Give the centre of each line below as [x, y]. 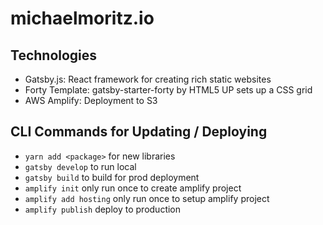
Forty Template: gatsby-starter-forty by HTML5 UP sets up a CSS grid [168, 90]
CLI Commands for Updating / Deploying [139, 132]
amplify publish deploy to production [103, 209]
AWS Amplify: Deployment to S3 [91, 100]
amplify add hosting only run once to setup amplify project [147, 198]
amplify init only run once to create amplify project [133, 188]
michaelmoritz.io [82, 18]
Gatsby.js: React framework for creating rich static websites [148, 79]
